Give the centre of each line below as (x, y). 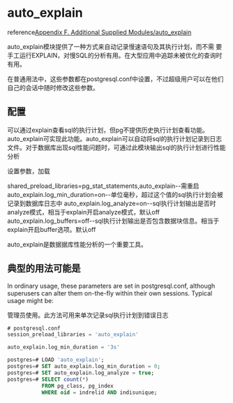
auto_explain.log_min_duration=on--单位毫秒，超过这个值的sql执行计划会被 (115, 194)
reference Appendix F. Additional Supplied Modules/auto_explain (99, 32)
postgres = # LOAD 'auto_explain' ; (56, 360)
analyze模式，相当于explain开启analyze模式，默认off (84, 212)
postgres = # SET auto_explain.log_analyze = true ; (81, 373)
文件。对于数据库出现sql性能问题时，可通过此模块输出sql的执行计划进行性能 (116, 147)
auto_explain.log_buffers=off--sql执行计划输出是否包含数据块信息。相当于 (113, 221)
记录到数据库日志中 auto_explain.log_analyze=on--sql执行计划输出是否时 (112, 203)
